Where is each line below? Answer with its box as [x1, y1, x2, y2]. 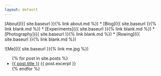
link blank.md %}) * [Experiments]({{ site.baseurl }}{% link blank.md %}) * [4, 25, 155, 32]
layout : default [4, 7, 38, 12]
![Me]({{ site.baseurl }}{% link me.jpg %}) [4, 46, 89, 51]
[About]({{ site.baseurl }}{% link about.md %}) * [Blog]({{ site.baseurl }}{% [4, 21, 157, 26]
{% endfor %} [11, 66, 40, 72]
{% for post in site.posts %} [11, 55, 68, 61]
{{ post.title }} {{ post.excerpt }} [11, 60, 76, 66]
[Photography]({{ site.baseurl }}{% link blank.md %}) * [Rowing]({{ [4, 31, 140, 37]
